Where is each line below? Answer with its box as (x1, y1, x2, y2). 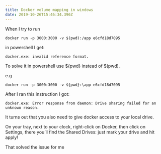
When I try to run (5, 26, 40, 32)
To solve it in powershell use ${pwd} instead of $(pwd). (5, 63, 120, 69)
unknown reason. (5, 105, 39, 110)
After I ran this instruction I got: (5, 91, 69, 97)
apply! (5, 134, 19, 140)
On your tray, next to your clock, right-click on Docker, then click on (5, 123, 146, 129)
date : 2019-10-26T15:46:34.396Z (5, 12, 73, 17)
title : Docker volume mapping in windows (5, 7, 94, 13)
